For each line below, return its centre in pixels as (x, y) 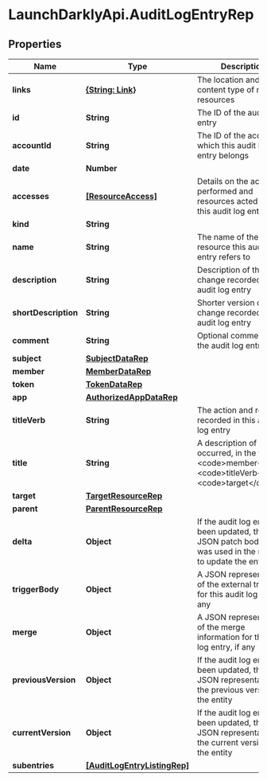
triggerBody (36, 589)
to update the (222, 561)
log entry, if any (226, 647)
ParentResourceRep (124, 509)
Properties (35, 44)
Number (101, 168)
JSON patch (220, 541)
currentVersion (42, 732)
